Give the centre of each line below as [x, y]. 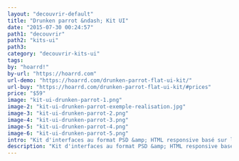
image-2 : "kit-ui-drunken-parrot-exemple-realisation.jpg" [97, 107]
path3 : [17, 47]
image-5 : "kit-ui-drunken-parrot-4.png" [68, 126]
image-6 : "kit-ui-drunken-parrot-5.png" [68, 133]
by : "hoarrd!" [28, 67]
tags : [15, 61]
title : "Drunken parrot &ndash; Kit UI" [68, 21]
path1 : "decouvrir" [36, 34]
